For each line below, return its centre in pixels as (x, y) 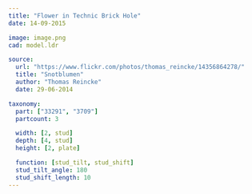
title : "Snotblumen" (50, 75)
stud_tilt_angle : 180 (52, 170)
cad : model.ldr (34, 45)
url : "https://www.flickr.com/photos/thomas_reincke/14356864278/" (130, 67)
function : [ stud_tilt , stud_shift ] (75, 163)
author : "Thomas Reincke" (59, 82)
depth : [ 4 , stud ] (44, 141)
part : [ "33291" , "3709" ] (57, 111)
